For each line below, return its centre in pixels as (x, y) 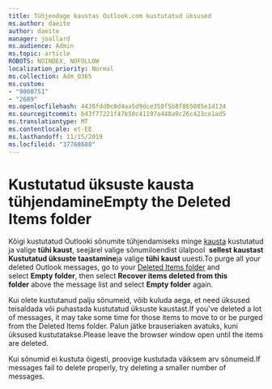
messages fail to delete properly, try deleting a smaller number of (117, 368)
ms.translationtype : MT (49, 122)
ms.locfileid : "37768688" (52, 144)
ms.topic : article (39, 54)
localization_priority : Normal (61, 69)
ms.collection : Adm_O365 (50, 76)
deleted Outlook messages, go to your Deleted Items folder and (114, 267)
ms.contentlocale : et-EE (50, 129)
